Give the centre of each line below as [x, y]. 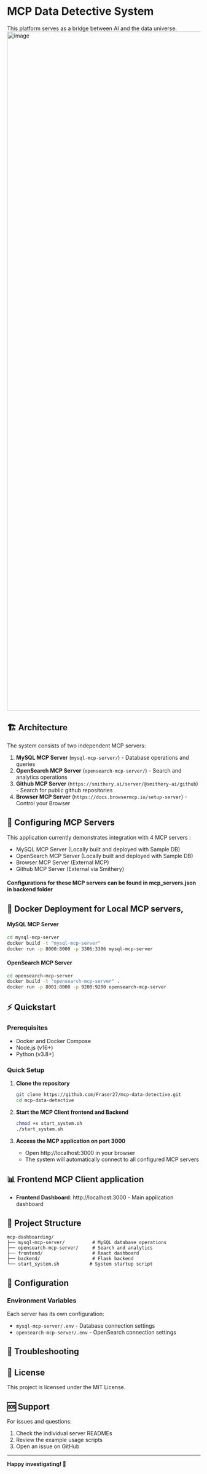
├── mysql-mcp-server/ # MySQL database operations [87, 1243]
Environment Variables [42, 1300]
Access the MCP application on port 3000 [71, 1141]
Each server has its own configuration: [56, 1314]
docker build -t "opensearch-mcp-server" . [64, 982]
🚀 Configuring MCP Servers [61, 823]
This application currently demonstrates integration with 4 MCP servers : [99, 837]
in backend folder [30, 889]
